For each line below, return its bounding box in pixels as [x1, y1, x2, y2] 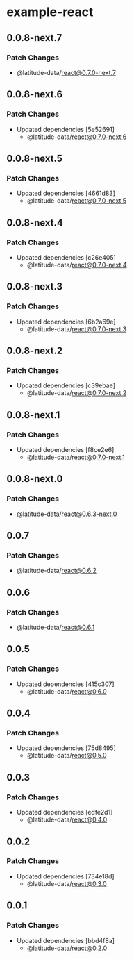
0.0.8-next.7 [6, 32, 62, 44]
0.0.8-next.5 [6, 152, 63, 164]
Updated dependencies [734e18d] [16, 872, 115, 881]
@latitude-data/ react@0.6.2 [16, 567, 97, 575]
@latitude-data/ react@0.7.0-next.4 [26, 260, 127, 269]
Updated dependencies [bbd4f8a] [16, 936, 115, 944]
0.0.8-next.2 [6, 345, 63, 357]
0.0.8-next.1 [6, 409, 60, 421]
